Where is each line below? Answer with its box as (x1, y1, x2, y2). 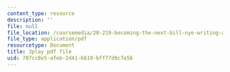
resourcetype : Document (7, 42, 75, 49)
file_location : (7, 29, 51, 36)
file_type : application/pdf (7, 36, 88, 43)
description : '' (7, 16, 53, 23)
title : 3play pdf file (7, 49, 72, 56)
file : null (7, 23, 38, 29)
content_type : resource (7, 10, 75, 17)
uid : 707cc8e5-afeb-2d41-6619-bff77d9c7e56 (7, 55, 133, 62)
